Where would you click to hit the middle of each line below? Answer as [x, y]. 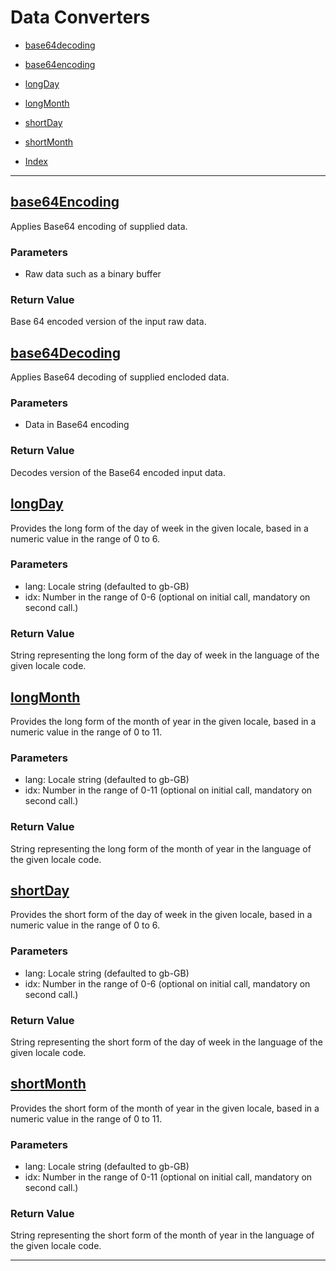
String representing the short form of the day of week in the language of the [166, 1042]
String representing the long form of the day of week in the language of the [165, 655]
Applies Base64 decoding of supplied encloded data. [120, 377]
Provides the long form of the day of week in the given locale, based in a [159, 528]
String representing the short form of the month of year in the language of [162, 1235]
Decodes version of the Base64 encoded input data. [118, 472]
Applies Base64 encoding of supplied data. [99, 226]
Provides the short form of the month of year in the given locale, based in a [165, 1108]
